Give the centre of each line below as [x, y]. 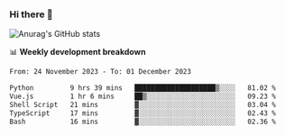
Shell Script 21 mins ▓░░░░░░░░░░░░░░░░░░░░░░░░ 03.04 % [143, 104]
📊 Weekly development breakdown [78, 52]
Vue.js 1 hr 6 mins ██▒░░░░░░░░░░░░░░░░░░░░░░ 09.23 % [143, 97]
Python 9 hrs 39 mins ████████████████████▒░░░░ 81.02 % [143, 88]
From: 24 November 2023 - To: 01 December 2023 [101, 72]
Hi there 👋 [32, 14]
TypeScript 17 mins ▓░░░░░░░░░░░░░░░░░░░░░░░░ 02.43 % [143, 113]
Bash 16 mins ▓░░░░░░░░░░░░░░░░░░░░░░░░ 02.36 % [143, 121]
